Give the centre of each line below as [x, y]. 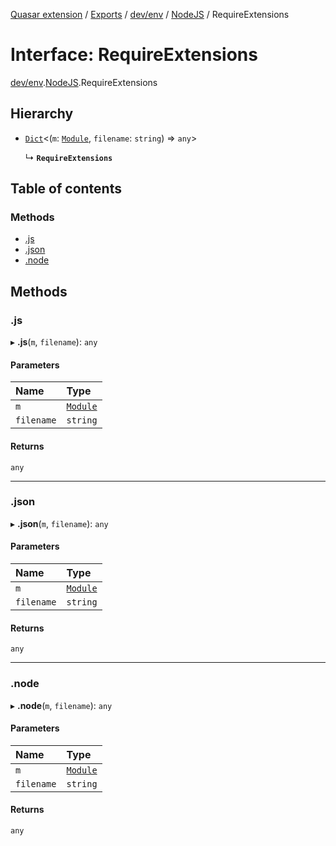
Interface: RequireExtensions [134, 55]
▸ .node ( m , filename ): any [61, 705]
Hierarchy [42, 114]
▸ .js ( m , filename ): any [54, 342]
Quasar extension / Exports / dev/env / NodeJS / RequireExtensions [150, 14]
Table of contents [66, 189]
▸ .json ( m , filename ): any [59, 523]
